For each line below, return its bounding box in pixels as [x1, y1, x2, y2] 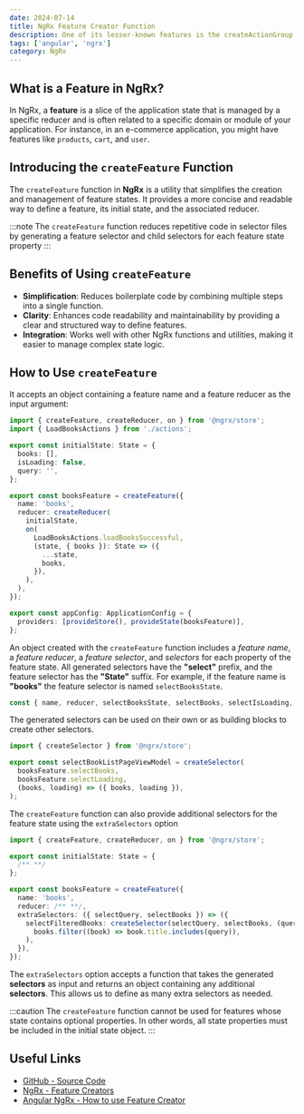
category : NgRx [9, 47, 67, 56]
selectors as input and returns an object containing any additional [9, 979, 255, 989]
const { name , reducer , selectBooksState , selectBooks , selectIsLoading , [9, 698, 294, 708]
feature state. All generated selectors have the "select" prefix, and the [9, 661, 273, 672]
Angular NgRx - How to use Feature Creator [22, 1094, 186, 1105]
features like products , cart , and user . [9, 133, 150, 144]
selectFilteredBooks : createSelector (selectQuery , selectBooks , [25, 918, 273, 928]
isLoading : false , [17, 457, 88, 467]
